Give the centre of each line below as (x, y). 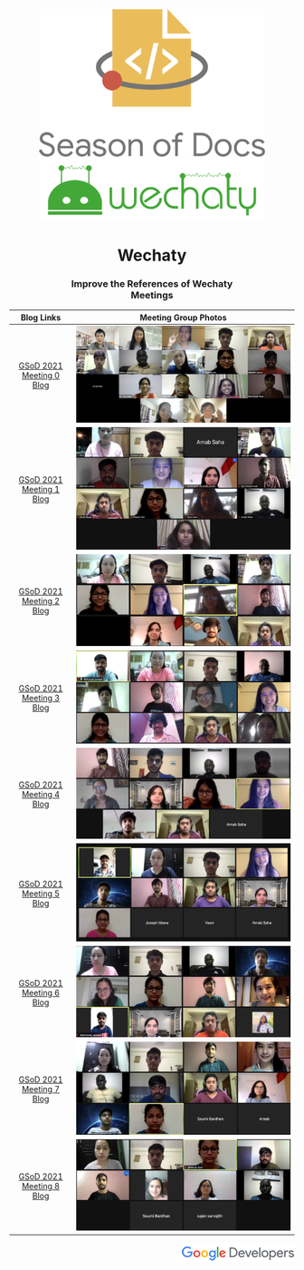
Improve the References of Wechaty (152, 283)
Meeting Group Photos (184, 317)
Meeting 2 (41, 601)
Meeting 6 (41, 992)
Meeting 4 (41, 795)
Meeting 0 (41, 375)
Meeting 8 (41, 1186)
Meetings (152, 295)
